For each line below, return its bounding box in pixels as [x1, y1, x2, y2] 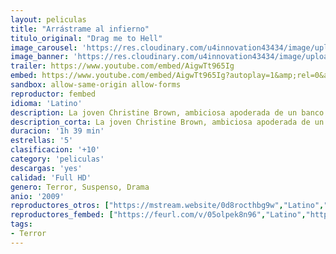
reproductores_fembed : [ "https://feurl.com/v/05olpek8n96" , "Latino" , [10, 210, 307, 220]
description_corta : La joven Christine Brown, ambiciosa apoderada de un [10, 117, 325, 127]
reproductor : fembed [10, 89, 97, 99]
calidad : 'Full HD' [10, 172, 92, 183]
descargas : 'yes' [10, 163, 83, 173]
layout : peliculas [10, 14, 87, 25]
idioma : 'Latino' [10, 98, 83, 108]
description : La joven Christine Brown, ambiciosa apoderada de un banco [10, 107, 325, 118]
